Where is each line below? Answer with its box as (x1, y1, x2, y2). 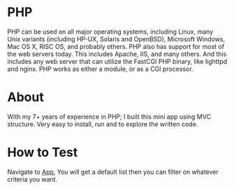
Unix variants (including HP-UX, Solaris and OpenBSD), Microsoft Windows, (7, 34, 226, 43)
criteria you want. (7, 175, 58, 183)
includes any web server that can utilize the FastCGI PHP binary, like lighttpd (7, 57, 228, 65)
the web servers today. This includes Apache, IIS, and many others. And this (7, 50, 227, 58)
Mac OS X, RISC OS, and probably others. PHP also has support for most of (7, 42, 225, 50)
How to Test (7, 144, 78, 161)
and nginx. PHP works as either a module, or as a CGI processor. (7, 65, 193, 73)
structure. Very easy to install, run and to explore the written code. (7, 120, 198, 128)
